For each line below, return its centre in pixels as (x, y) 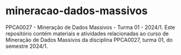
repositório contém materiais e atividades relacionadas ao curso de (87, 33)
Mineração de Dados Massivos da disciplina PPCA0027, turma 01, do (89, 40)
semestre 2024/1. (27, 46)
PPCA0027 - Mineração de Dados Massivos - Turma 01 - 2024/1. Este (90, 27)
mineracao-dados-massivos (77, 11)
